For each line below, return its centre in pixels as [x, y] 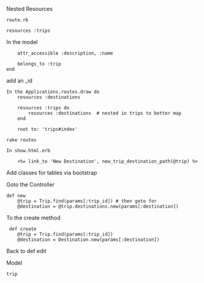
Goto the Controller [31, 185]
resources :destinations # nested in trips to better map [105, 113]
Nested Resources [30, 9]
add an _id [19, 81]
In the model [22, 42]
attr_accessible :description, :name [65, 53]
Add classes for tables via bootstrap [52, 173]
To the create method [34, 218]
